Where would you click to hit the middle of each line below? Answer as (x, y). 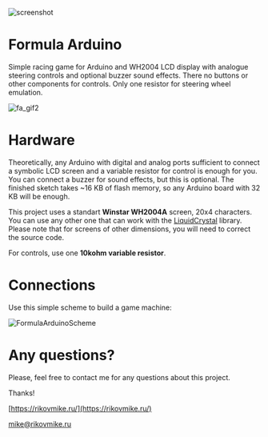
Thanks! (22, 393)
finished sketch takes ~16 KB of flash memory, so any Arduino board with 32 (134, 187)
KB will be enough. (39, 196)
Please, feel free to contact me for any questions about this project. (119, 377)
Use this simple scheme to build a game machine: (90, 307)
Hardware (42, 140)
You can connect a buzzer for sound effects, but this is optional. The (121, 179)
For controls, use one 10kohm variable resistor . (87, 253)
